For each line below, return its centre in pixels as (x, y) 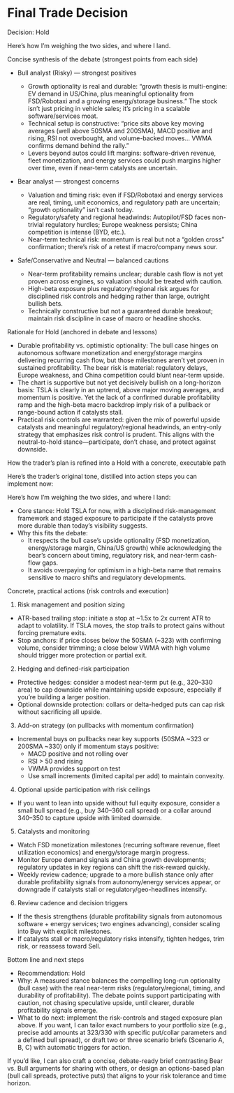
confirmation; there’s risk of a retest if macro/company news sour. (123, 246)
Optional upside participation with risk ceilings (84, 789)
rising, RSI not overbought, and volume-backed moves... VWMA (120, 138)
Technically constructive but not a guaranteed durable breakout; (120, 311)
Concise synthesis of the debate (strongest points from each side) (103, 59)
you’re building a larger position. (64, 697)
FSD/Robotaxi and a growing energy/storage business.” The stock (123, 101)
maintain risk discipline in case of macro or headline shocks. (115, 318)
